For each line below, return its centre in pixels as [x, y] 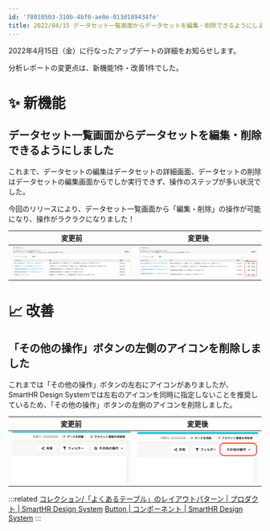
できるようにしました [61, 150]
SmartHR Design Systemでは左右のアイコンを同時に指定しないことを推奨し [133, 394]
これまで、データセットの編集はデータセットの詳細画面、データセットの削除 [135, 171]
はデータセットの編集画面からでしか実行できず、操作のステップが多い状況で [135, 181]
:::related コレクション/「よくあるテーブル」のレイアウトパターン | [119, 499]
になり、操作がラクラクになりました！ [72, 218]
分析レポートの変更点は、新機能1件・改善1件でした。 [96, 68]
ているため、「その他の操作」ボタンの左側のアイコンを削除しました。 [123, 404]
